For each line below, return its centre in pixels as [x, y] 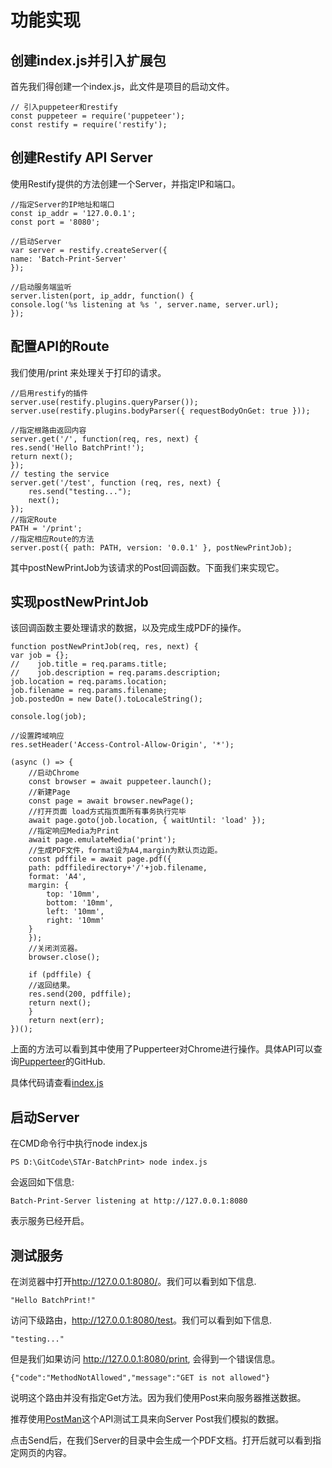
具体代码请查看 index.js [57, 1083]
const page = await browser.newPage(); [111, 801]
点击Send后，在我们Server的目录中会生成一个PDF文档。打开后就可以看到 [161, 1440]
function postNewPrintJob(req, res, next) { [104, 647]
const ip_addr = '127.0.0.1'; [73, 213]
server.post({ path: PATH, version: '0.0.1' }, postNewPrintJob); [151, 547]
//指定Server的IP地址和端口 [62, 204]
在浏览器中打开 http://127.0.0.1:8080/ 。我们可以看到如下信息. [133, 1282]
